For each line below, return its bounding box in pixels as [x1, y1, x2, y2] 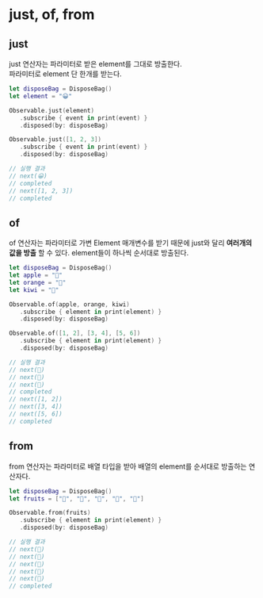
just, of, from [9, 6, 95, 24]
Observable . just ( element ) [9, 106, 94, 114]
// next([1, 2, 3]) [9, 186, 74, 195]
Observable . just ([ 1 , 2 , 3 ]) [9, 136, 102, 144]
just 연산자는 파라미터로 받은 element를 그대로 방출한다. [9, 59, 183, 68]
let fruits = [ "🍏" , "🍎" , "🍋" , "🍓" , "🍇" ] [9, 494, 145, 503]
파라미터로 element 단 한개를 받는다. [9, 69, 122, 79]
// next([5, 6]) [9, 410, 63, 418]
